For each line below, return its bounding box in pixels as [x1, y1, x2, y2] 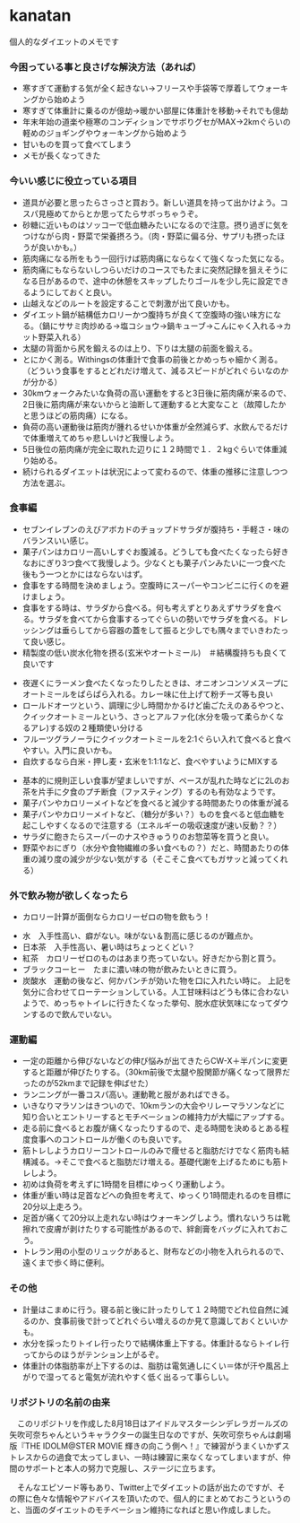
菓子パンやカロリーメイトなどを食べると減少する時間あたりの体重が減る [21, 797, 289, 808]
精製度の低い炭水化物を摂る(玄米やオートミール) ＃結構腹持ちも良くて [21, 647, 287, 657]
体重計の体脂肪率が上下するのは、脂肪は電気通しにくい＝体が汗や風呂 [21, 1360, 282, 1371]
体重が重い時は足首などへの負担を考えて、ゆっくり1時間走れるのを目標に [21, 1190, 292, 1201]
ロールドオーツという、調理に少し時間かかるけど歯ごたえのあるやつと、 [21, 700, 289, 710]
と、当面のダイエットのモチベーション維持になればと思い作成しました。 [9, 1504, 276, 1516]
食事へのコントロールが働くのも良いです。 [30, 1134, 186, 1144]
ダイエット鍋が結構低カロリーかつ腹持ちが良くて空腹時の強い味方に [21, 309, 274, 319]
